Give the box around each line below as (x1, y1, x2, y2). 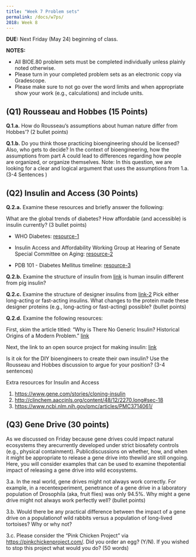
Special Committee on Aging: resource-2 (14, 250, 113, 257)
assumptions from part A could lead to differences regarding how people (6, 152, 182, 159)
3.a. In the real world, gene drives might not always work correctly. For (6, 478, 177, 485)
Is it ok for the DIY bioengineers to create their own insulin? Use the (6, 355, 169, 362)
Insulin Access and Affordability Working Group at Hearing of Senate (14, 244, 180, 251)
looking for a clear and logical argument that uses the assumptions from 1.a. (6, 165, 189, 172)
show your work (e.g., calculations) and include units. (14, 89, 144, 97)
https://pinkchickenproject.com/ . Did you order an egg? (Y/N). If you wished (6, 538, 189, 545)
